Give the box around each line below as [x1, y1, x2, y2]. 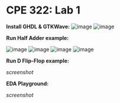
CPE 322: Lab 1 [6, 4, 81, 17]
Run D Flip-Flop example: [6, 57, 69, 64]
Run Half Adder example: [6, 34, 69, 41]
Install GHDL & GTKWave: [6, 23, 70, 30]
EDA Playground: [6, 80, 49, 87]
